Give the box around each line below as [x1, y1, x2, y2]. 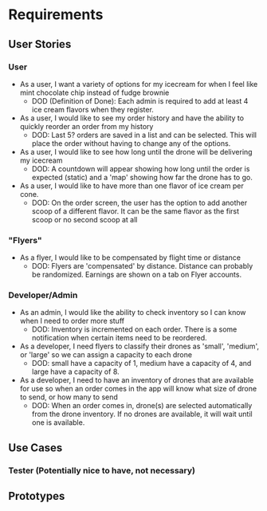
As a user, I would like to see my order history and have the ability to [19, 113, 245, 123]
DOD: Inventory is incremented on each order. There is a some [31, 324, 238, 334]
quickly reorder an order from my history [19, 121, 154, 131]
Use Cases [8, 441, 63, 454]
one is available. [31, 418, 85, 427]
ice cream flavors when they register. [31, 104, 154, 114]
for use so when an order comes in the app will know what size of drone [19, 384, 257, 394]
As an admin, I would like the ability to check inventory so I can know [19, 308, 246, 317]
